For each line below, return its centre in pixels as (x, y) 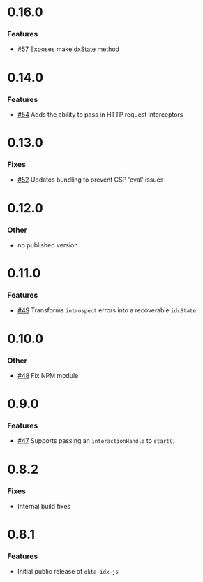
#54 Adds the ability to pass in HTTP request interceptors (100, 114)
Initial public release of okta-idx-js (68, 572)
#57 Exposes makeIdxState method (68, 49)
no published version (47, 245)
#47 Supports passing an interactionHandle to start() (96, 441)
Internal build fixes (44, 506)
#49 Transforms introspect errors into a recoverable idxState (107, 310)
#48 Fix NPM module (48, 375)
